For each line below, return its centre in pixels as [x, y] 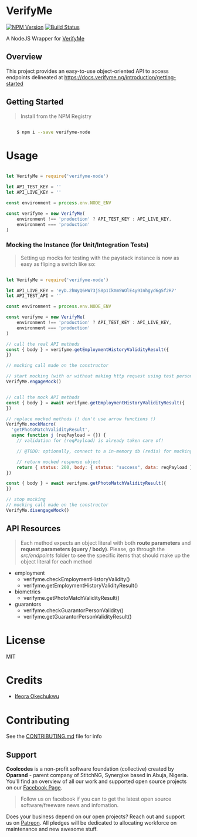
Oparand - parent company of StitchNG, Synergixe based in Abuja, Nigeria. [97, 775]
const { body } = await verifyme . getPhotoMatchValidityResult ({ [86, 483]
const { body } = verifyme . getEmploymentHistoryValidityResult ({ [87, 350]
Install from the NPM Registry [56, 116]
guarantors [28, 604]
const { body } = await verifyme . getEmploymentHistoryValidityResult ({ [95, 403]
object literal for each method [56, 561]
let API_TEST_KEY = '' [34, 187]
